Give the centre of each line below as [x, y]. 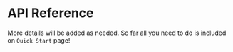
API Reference [51, 13]
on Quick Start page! [39, 40]
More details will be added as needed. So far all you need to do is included [117, 33]
